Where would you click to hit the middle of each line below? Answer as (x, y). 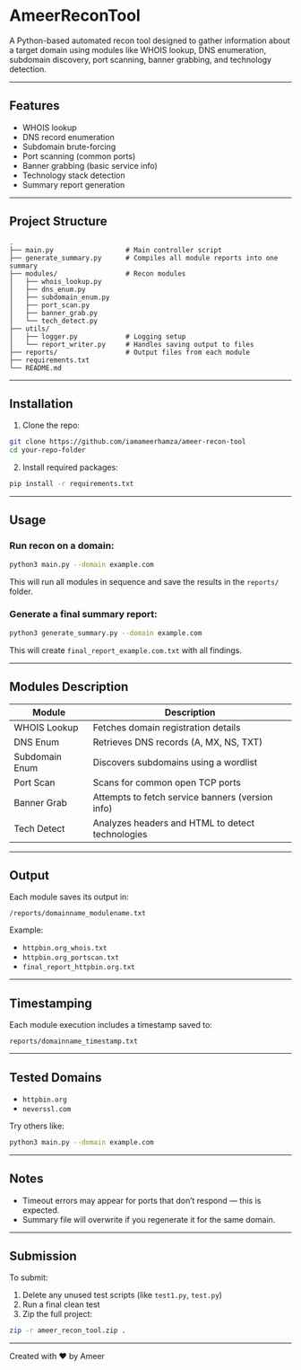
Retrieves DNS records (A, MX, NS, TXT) (177, 742)
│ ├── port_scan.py (50, 305)
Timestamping (51, 1003)
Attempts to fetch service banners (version (183, 797)
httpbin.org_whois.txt (64, 949)
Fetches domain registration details (167, 727)
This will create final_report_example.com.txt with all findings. (126, 650)
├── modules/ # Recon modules (98, 274)
